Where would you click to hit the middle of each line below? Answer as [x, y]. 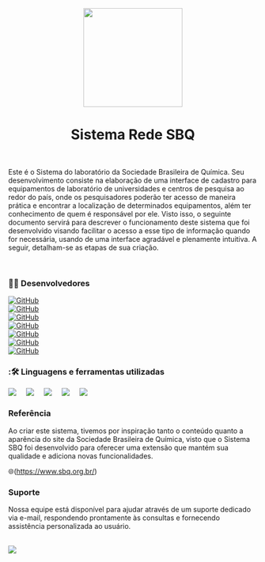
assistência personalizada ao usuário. [70, 526]
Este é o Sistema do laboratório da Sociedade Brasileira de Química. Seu [127, 172]
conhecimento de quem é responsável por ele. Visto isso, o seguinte [120, 213]
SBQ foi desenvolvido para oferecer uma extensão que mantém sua [119, 447]
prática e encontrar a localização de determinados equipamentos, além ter [130, 206]
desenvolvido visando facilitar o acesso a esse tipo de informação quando [129, 230]
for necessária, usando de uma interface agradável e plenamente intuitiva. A [132, 239]
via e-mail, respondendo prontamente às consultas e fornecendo [114, 518]
